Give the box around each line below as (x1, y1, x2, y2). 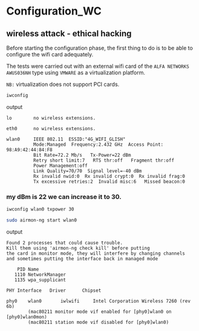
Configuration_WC (6, 4, 102, 18)
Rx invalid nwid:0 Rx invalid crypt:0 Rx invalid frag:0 (33, 173, 186, 179)
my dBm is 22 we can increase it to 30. (6, 192, 122, 201)
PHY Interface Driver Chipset (6, 287, 102, 293)
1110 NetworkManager (14, 271, 67, 278)
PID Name (17, 266, 39, 272)
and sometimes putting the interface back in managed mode (6, 255, 158, 261)
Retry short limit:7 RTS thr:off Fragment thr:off (33, 157, 174, 163)
